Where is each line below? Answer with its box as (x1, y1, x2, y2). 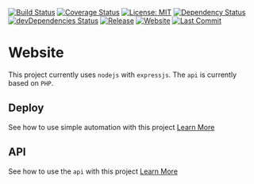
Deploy (8, 102, 44, 115)
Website (8, 44, 64, 62)
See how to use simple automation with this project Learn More (8, 122, 215, 132)
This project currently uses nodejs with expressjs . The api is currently (8, 70, 237, 79)
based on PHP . (8, 78, 54, 87)
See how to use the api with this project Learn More (8, 167, 179, 176)
